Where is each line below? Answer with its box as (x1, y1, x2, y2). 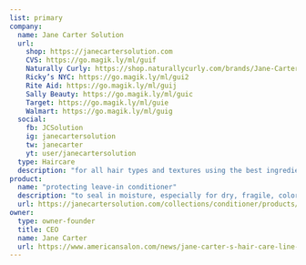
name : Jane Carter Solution (17, 30, 125, 39)
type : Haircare (17, 157, 76, 167)
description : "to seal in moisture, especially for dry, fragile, (17, 191, 275, 200)
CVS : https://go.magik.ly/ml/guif (25, 56, 157, 65)
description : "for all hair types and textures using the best (17, 166, 262, 175)
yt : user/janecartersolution (25, 148, 137, 158)
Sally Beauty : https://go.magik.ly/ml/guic (25, 89, 194, 98)
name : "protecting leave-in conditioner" (17, 183, 178, 192)
